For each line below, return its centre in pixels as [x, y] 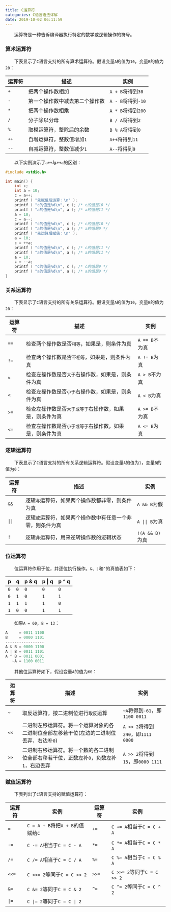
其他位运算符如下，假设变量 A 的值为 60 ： [56, 671]
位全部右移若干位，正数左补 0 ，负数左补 [69, 757]
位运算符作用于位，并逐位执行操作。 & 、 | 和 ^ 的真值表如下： [76, 568]
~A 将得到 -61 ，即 [142, 710]
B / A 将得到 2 [125, 120]
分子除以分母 [44, 120]
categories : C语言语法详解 [32, 15]
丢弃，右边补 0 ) [40, 741]
